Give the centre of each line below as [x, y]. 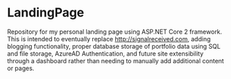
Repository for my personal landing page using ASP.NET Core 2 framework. [115, 32]
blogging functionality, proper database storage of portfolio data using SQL [114, 46]
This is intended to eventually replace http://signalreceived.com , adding [109, 38]
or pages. [21, 68]
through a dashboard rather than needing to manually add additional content [115, 60]
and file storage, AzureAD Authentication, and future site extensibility [105, 54]
